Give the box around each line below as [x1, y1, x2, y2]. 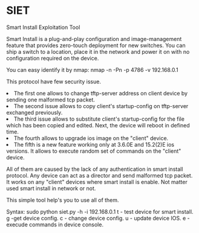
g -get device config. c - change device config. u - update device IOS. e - [6, 214, 191, 222]
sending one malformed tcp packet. [6, 96, 96, 103]
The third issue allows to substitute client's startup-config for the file [14, 115, 184, 123]
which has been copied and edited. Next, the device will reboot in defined [6, 121, 191, 129]
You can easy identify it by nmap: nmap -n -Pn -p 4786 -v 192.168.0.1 [6, 66, 178, 73]
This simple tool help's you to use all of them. [6, 196, 119, 203]
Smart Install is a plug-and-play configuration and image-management [6, 35, 182, 42]
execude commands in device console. [6, 221, 104, 228]
